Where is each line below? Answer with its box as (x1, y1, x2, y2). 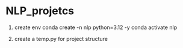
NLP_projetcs (5, 4, 75, 18)
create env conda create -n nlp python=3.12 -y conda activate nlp (14, 24, 178, 31)
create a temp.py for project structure (14, 35, 108, 42)
